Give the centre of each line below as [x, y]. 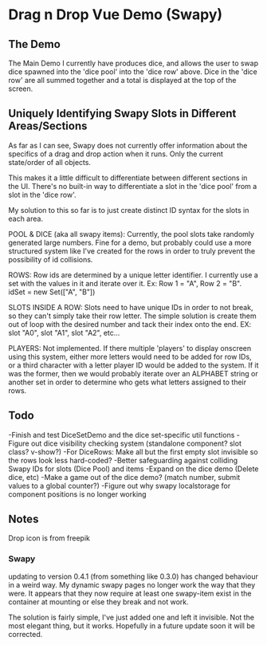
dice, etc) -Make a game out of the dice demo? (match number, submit [124, 477]
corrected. [26, 634]
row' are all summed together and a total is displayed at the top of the [122, 80]
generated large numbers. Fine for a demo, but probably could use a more [130, 242]
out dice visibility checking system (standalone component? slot [136, 443]
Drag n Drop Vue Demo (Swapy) [116, 15]
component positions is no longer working [77, 494]
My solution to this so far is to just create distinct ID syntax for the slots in [129, 210]
